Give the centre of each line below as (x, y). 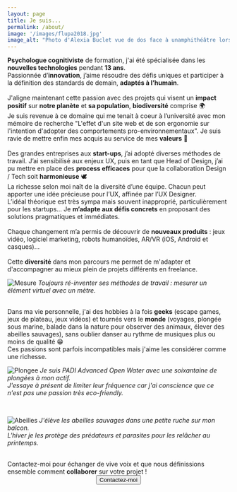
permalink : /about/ (36, 27)
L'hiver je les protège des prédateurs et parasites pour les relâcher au (109, 435)
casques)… (24, 247)
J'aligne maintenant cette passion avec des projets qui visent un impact (112, 98)
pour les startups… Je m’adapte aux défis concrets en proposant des (109, 209)
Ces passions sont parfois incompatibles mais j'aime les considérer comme (117, 349)
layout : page (26, 14)
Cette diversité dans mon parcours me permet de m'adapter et (99, 262)
